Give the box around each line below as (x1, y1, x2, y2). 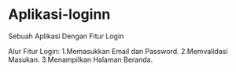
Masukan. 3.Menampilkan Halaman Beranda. (8, 55, 153, 64)
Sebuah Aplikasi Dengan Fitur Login (8, 31, 124, 41)
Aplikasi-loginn (8, 5, 111, 23)
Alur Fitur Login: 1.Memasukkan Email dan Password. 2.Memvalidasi (8, 46, 228, 56)
